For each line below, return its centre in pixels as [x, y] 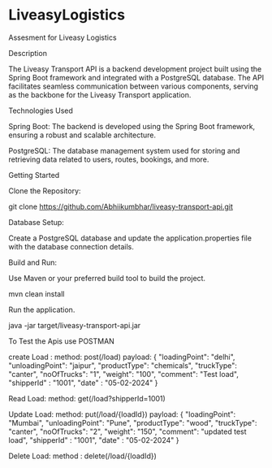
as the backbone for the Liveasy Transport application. [100, 94]
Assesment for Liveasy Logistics [63, 37]
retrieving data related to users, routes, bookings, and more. [109, 159]
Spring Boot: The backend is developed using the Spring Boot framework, [132, 126]
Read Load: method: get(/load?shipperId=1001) [87, 398]
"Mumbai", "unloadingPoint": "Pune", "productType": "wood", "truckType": [133, 422]
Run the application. [42, 310]
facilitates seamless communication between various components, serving [133, 86]
